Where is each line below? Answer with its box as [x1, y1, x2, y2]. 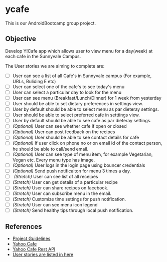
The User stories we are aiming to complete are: [5, 63, 105, 69]
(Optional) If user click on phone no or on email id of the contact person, [12, 140, 162, 146]
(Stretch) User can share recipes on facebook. [12, 184, 109, 191]
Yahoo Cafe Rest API [12, 246, 56, 252]
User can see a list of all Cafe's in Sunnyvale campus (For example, [12, 73, 152, 79]
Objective [5, 35, 37, 43]
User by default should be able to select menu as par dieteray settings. [12, 106, 159, 112]
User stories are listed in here [12, 251, 74, 257]
